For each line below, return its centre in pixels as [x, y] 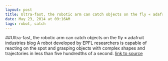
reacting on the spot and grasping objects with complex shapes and [75, 48]
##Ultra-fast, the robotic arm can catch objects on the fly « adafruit [74, 38]
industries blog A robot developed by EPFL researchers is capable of [76, 43]
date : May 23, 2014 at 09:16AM [38, 19]
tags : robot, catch [25, 24]
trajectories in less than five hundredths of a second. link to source [74, 54]
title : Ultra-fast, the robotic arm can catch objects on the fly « [78, 14]
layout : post [19, 10]
